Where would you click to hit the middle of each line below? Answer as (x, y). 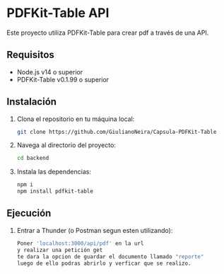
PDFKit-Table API (58, 13)
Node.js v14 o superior (49, 72)
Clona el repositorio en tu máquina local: (76, 119)
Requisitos (30, 55)
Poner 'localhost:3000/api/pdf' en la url (80, 243)
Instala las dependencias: (54, 172)
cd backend (33, 158)
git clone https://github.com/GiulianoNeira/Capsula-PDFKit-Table (117, 132)
